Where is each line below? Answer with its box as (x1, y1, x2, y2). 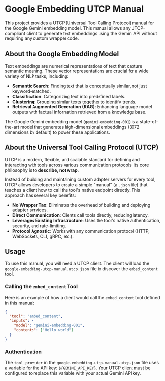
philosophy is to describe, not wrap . (5, 167, 79, 173)
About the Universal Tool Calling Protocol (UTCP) (5, 143, 159, 152)
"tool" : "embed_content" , (9, 314, 63, 319)
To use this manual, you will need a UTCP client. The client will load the (5, 260, 150, 267)
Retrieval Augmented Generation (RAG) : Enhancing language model (12, 104, 152, 109)
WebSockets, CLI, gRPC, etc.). (12, 233, 74, 239)
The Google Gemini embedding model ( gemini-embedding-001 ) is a (5, 118, 139, 124)
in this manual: (5, 300, 35, 306)
